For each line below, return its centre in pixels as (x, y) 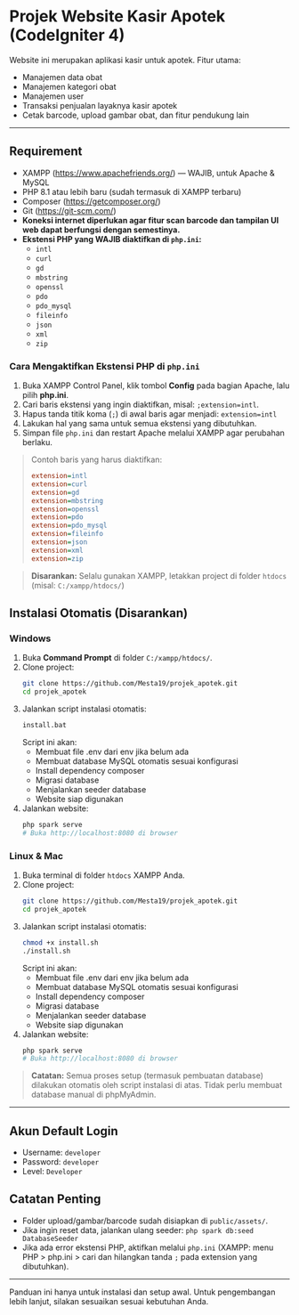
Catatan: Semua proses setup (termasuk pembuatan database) (147, 1076)
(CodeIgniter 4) (67, 35)
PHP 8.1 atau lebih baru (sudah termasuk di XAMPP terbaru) (132, 191)
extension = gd (55, 492)
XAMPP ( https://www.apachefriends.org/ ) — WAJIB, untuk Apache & (149, 173)
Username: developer (61, 1153)
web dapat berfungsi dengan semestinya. (101, 230)
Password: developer (61, 1162)
